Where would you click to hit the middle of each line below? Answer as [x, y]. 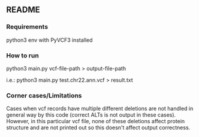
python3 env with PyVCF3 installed [49, 40]
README [23, 10]
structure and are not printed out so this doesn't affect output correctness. [98, 127]
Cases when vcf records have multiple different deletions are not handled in [100, 109]
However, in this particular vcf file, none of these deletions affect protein [96, 121]
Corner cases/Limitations [44, 95]
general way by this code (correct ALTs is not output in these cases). [91, 115]
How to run [22, 55]
